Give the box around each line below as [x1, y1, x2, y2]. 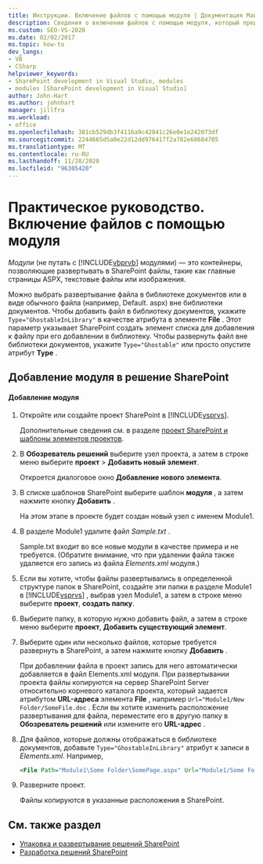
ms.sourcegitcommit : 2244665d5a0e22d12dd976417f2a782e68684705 [8, 135, 219, 144]
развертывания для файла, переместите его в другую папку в [19, 711, 229, 720]
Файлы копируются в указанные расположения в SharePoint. [19, 796, 225, 805]
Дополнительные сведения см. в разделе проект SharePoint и [19, 425, 229, 435]
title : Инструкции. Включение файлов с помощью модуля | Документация [8, 11, 243, 20]
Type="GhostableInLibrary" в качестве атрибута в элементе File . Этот [8, 315, 242, 324]
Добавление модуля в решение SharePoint [8, 370, 229, 385]
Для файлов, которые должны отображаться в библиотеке [19, 735, 218, 744]
